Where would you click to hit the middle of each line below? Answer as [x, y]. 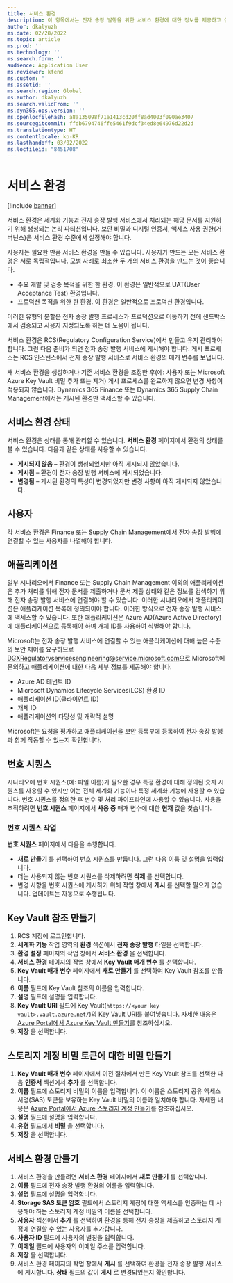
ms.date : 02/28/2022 [37, 33]
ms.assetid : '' [29, 85]
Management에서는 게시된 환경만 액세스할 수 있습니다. [81, 398]
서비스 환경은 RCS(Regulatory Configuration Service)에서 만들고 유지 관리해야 [115, 340]
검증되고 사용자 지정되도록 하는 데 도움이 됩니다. [85, 325]
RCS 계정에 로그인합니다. [51, 936]
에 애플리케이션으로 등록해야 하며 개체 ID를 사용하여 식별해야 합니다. [99, 626]
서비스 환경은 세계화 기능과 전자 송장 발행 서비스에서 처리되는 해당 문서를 [105, 220]
